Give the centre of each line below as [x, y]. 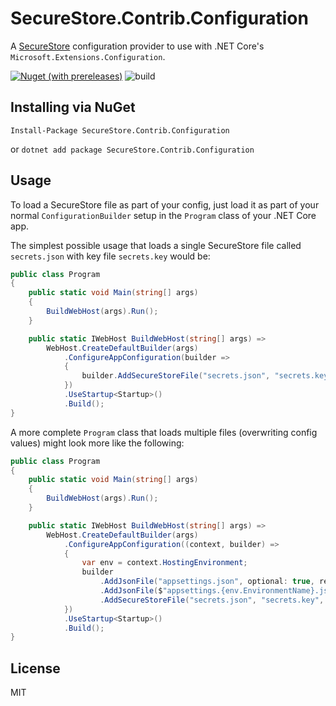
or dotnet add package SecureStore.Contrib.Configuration [132, 149]
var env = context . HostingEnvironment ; [164, 563]
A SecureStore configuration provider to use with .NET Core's [137, 46]
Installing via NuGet [73, 107]
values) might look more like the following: [97, 443]
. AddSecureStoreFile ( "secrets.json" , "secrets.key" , [212, 600]
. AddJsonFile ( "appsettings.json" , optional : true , [207, 582]
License [35, 668]
